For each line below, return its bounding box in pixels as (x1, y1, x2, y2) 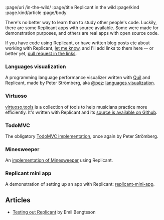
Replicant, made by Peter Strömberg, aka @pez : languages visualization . (5, 80, 155, 86)
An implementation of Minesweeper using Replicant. (5, 157, 113, 163)
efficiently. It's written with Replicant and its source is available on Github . (5, 109, 157, 115)
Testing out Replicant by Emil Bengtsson (12, 209, 96, 215)
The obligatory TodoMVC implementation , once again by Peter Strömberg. (5, 133, 158, 139)
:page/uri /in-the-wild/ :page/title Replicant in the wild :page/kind (5, 5, 139, 10)
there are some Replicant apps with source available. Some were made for (5, 25, 159, 31)
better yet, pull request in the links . (5, 50, 77, 56)
